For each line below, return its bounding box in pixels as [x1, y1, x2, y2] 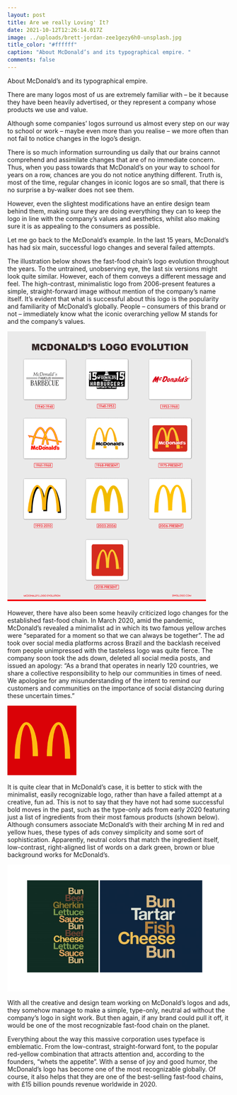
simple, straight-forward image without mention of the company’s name [7, 287, 216, 296]
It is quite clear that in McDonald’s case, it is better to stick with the [7, 782, 203, 791]
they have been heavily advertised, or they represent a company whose [7, 98, 216, 106]
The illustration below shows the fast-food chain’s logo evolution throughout [7, 257, 229, 265]
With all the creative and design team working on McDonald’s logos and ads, [7, 999, 231, 1007]
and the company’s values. [7, 317, 86, 325]
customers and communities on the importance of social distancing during [7, 684, 224, 692]
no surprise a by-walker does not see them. [7, 185, 134, 194]
